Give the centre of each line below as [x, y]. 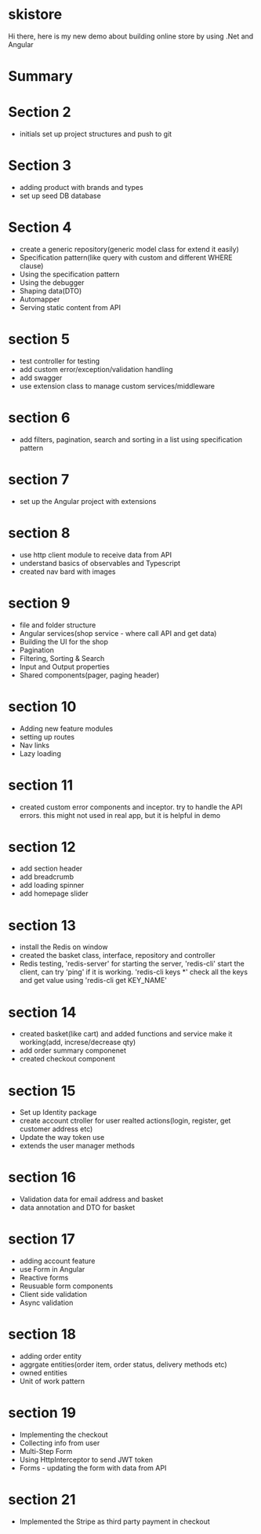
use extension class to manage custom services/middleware [117, 385]
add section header [51, 868]
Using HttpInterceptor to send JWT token [86, 1459]
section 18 [42, 1334]
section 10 [42, 706]
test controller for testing [60, 361]
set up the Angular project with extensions [88, 501]
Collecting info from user [60, 1443]
